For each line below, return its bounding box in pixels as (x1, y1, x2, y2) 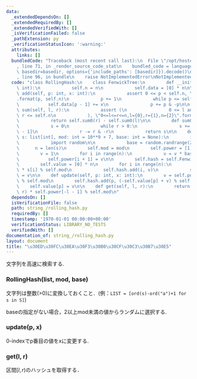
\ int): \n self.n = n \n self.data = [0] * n (16, 85, 185, 91)
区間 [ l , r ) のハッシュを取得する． (6, 367, 83, 374)
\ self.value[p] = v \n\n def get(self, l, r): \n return (16, 183, 191, 189)
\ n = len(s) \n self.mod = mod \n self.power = (16, 145, 182, 151)
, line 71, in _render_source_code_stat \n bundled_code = (16, 63, 169, 69)
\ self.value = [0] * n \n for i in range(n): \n (16, 162, 172, 167)
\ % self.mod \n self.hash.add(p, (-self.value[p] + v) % (16, 178, 177, 184)
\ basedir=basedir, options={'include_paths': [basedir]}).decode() (16, 69, 188, 75)
